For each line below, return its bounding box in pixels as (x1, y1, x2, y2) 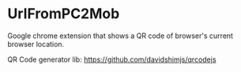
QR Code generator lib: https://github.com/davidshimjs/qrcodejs (7, 55, 217, 64)
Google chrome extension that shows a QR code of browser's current (7, 31, 234, 40)
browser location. (7, 39, 65, 48)
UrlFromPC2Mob (7, 5, 120, 23)
